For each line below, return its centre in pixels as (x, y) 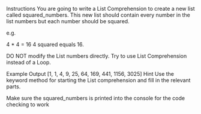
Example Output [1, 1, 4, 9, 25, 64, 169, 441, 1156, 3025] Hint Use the (90, 74)
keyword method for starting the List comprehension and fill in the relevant (98, 80)
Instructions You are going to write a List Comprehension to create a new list (100, 9)
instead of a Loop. (28, 62)
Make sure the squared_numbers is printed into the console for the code (95, 98)
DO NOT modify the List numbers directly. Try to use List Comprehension (97, 56)
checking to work (28, 104)
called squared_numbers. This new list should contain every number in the (98, 15)
